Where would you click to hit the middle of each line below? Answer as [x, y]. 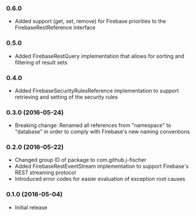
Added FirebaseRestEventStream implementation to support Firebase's [102, 166]
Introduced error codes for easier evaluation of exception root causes [100, 179]
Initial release [31, 207]
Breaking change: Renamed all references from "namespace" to [93, 126]
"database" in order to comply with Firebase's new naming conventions [102, 132]
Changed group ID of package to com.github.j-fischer [80, 160]
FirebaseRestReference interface [55, 27]
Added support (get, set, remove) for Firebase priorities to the [90, 21]
